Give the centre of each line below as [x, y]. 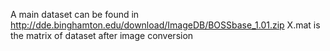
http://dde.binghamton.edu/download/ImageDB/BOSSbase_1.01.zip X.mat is [165, 25]
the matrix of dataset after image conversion [102, 35]
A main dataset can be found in [75, 14]
